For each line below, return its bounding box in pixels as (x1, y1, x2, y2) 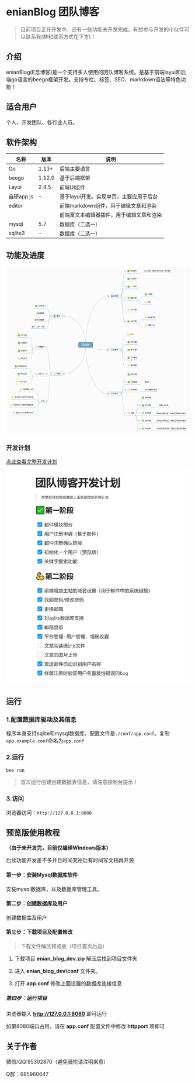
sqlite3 (8, 229, 25, 237)
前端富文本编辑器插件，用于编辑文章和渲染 (59, 211, 162, 218)
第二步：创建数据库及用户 (6, 900, 68, 907)
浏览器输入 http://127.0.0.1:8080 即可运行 (6, 1010, 107, 1017)
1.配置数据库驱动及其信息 (6, 715, 77, 723)
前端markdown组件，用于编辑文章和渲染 (59, 202, 156, 209)
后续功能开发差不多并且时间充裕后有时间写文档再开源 (6, 857, 134, 864)
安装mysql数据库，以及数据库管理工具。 (6, 885, 103, 892)
